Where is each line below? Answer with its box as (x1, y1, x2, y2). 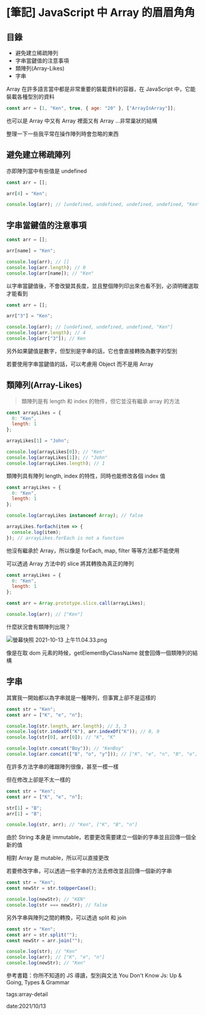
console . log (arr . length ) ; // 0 (6, 264, 86, 270)
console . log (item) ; (12, 529, 62, 535)
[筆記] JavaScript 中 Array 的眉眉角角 (6, 6, 195, 20)
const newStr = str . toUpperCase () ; (6, 885, 97, 892)
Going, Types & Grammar (6, 979, 70, 986)
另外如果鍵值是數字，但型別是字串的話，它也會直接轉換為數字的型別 (6, 347, 178, 354)
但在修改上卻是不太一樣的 (6, 776, 71, 783)
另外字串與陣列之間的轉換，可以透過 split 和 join (6, 914, 127, 921)
